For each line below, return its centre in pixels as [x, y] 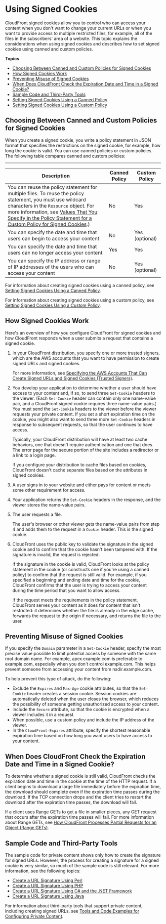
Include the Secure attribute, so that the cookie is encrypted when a [81, 710]
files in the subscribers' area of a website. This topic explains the [71, 39]
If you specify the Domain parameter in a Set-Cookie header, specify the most [83, 648]
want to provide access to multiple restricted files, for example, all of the [79, 33]
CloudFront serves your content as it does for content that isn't [76, 605]
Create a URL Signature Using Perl [47, 880]
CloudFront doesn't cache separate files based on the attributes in [80, 470]
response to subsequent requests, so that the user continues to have [82, 424]
